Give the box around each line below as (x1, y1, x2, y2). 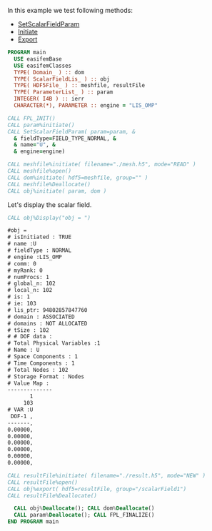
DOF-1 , (10, 413, 34, 420)
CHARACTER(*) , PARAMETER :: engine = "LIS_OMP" (14, 102, 158, 109)
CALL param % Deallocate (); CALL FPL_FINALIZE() (14, 512, 155, 519)
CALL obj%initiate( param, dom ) (7, 187, 107, 195)
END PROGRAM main (7, 518, 59, 525)
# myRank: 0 (7, 267, 43, 274)
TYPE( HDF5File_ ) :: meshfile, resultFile (14, 82, 145, 89)
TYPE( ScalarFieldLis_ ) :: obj (14, 75, 111, 83)
